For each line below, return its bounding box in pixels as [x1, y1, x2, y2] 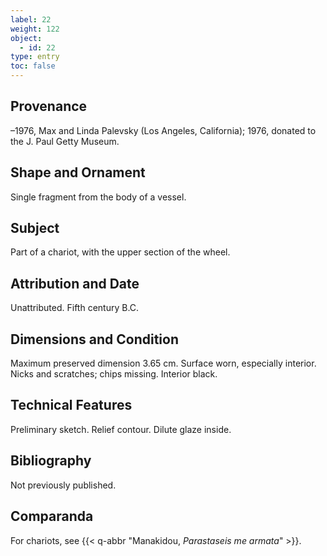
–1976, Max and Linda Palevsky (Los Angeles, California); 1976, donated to [10, 124, 317, 136]
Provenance [10, 98, 88, 115]
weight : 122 [10, 24, 60, 34]
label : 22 [10, 14, 52, 25]
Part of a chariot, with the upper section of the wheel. [10, 246, 231, 258]
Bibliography [10, 452, 92, 470]
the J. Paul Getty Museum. [10, 135, 120, 147]
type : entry [10, 52, 60, 62]
